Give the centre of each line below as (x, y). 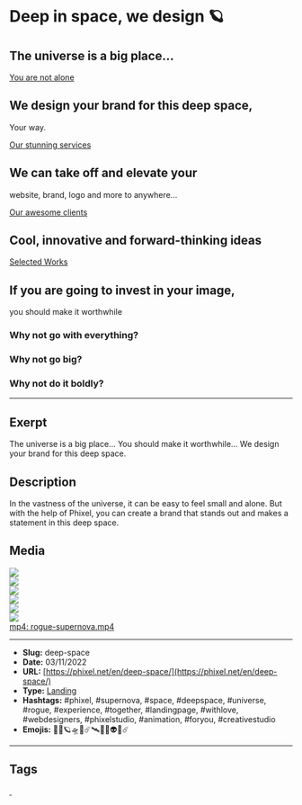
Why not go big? (46, 360)
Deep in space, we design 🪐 (117, 17)
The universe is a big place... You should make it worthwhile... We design (144, 444)
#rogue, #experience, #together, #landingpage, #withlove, (130, 710)
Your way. (28, 127)
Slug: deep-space (56, 652)
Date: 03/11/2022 (54, 662)
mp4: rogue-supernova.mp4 (62, 626)
